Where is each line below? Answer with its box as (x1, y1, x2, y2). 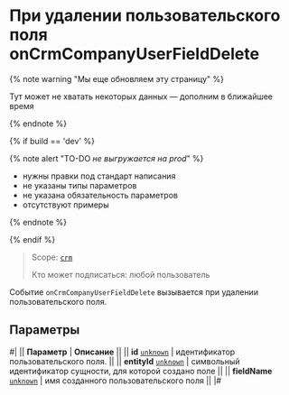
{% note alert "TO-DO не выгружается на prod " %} (9, 152, 204, 163)
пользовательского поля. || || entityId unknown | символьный (9, 355, 240, 366)
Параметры (9, 322, 80, 338)
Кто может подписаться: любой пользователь (31, 269, 210, 280)
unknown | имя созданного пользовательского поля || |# (9, 375, 222, 386)
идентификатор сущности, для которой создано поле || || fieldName (9, 365, 273, 376)
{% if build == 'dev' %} (9, 135, 95, 146)
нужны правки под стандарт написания (22, 170, 176, 181)
